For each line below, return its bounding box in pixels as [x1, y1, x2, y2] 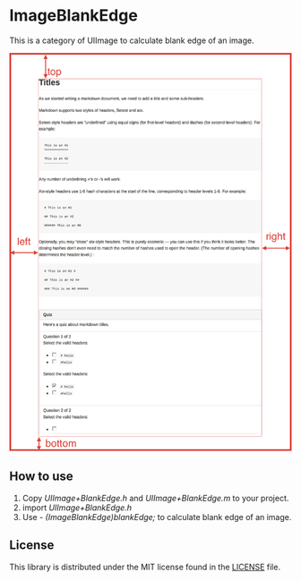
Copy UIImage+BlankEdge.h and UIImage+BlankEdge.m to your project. [21, 492, 289, 503]
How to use [9, 469, 73, 484]
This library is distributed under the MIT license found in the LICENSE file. [9, 561, 280, 572]
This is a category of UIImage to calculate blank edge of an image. [9, 35, 254, 46]
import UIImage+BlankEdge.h [21, 502, 133, 513]
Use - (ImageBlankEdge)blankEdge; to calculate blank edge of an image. [21, 511, 292, 522]
